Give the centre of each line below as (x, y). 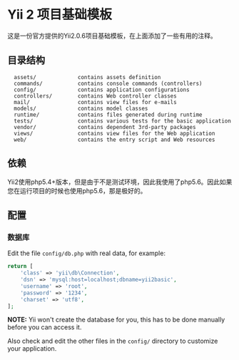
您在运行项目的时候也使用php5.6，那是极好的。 (77, 190)
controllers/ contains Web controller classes (95, 96)
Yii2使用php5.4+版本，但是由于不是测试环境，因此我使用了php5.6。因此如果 (120, 182)
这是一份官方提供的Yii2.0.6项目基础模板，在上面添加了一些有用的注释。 (112, 36)
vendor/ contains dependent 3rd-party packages (105, 127)
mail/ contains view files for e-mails (95, 102)
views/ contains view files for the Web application (115, 133)
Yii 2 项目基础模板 (60, 15)
